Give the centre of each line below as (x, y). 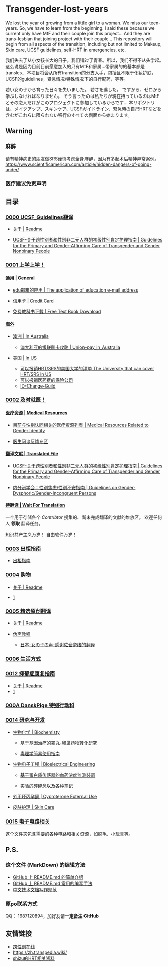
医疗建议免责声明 (26, 183)
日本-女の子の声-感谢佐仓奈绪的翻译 (57, 644)
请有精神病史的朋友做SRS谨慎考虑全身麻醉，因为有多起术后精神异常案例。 (82, 158)
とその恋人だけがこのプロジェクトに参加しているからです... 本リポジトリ (80, 102)
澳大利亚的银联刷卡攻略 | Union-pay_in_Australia (70, 347)
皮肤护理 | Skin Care (33, 807)
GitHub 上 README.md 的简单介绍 (48, 877)
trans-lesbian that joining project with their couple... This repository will (79, 39)
